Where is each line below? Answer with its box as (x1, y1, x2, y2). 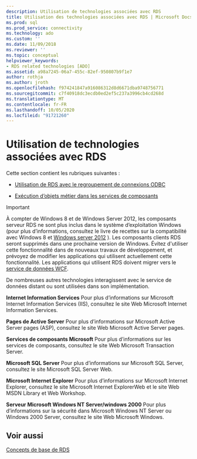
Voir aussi (6, 430, 43, 441)
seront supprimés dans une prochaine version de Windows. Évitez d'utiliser (6, 240, 189, 247)
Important (6, 204, 30, 211)
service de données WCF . (6, 265, 69, 272)
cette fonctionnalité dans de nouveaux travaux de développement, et (6, 246, 173, 253)
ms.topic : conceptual (6, 52, 59, 58)
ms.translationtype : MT (6, 96, 64, 102)
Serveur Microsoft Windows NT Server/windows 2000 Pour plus (6, 401, 166, 408)
